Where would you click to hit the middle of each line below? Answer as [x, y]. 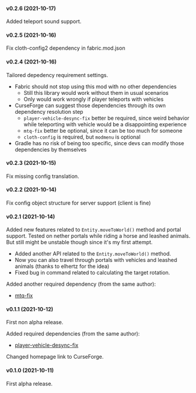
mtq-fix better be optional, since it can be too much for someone [103, 130]
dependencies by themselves [51, 149]
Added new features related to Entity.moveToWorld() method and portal [94, 230]
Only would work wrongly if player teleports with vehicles [94, 99]
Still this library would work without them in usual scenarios [96, 92]
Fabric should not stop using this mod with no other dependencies [96, 87]
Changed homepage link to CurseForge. [55, 357]
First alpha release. [30, 384]
